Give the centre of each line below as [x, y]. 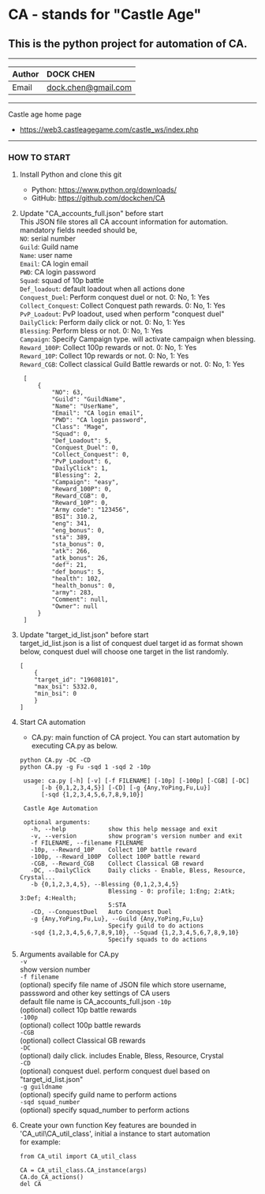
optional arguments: [57, 823]
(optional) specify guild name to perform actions [98, 1095]
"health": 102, [77, 579]
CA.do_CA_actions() [52, 1177]
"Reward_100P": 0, [82, 489]
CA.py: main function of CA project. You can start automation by [136, 737]
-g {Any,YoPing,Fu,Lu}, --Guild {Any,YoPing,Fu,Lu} [117, 919]
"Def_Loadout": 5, [82, 441]
